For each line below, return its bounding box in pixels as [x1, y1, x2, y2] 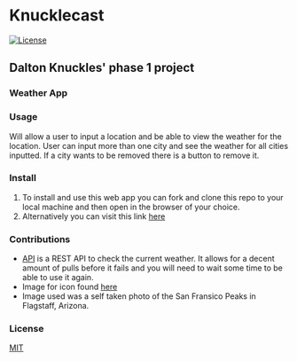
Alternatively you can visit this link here [21, 210, 166, 222]
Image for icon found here [21, 281, 118, 293]
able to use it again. [21, 272, 95, 283]
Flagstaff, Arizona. [21, 301, 90, 311]
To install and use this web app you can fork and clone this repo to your [21, 192, 284, 202]
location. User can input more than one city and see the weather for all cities [9, 140, 289, 151]
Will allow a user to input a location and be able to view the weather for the [9, 130, 282, 142]
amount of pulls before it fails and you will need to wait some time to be [21, 263, 284, 273]
